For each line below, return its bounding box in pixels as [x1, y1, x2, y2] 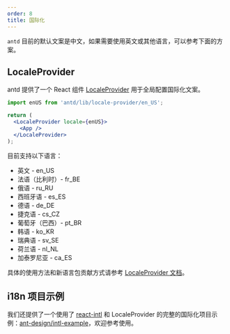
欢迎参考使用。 [94, 319, 138, 328]
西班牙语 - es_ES [17, 192, 66, 201]
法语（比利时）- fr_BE [17, 175, 81, 183]
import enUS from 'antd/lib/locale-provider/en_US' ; [7, 99, 164, 107]
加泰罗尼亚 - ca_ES [17, 253, 72, 261]
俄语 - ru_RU [17, 183, 54, 192]
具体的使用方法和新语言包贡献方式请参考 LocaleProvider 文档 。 [7, 268, 189, 276]
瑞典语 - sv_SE [17, 236, 59, 244]
